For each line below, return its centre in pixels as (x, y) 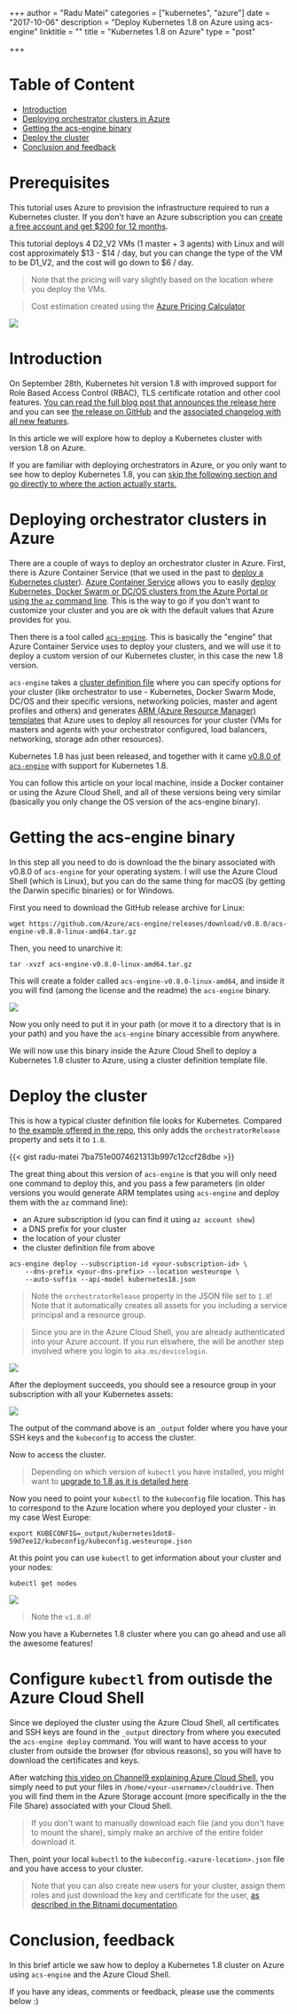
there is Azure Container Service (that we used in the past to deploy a (137, 573)
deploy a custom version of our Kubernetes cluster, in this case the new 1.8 (146, 655)
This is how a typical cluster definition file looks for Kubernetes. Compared (145, 1120)
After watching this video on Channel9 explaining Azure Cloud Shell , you (142, 1777)
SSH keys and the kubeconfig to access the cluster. (103, 1437)
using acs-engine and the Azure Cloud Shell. (90, 1974)
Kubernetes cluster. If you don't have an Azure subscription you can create (146, 217)
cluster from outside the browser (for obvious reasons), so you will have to (145, 1750)
